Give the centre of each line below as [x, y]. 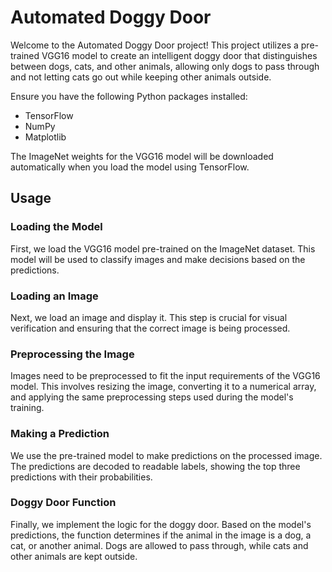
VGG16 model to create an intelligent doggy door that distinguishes [179, 55]
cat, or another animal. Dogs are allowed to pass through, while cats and [159, 545]
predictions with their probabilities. [81, 477]
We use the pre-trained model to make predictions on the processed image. [166, 455]
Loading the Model [56, 227]
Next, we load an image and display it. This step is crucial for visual [149, 317]
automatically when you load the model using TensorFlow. [130, 167]
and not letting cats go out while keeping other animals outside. [141, 77]
